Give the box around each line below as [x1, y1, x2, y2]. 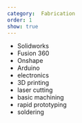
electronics [17, 71, 50, 79]
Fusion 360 [17, 49, 50, 57]
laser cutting [17, 86, 53, 94]
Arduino [17, 64, 40, 73]
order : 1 [7, 17, 32, 23]
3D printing [17, 79, 50, 87]
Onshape [17, 57, 43, 65]
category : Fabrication [7, 10, 76, 17]
